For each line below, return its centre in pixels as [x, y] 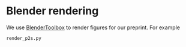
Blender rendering [52, 11]
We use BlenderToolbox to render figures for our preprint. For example [93, 27]
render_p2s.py [24, 38]
